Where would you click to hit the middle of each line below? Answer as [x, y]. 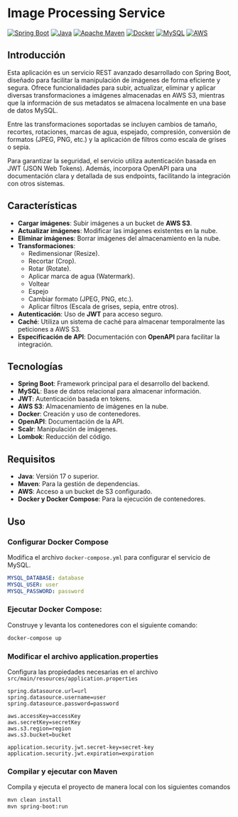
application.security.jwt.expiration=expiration [81, 754]
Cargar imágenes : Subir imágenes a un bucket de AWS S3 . [105, 223]
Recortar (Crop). [52, 261]
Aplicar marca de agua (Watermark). [81, 276]
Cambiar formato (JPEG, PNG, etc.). [81, 299]
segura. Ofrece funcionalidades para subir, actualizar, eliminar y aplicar [112, 88]
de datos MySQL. [33, 110]
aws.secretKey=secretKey [44, 722]
